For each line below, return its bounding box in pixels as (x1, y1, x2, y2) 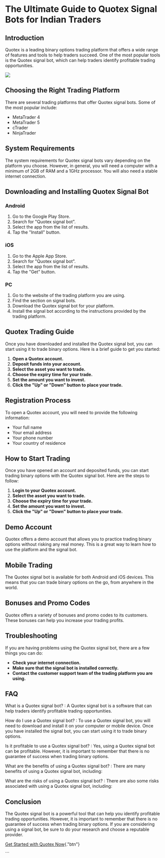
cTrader (12, 125, 29, 131)
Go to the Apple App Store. (12, 253, 68, 259)
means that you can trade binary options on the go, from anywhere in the (5, 579, 154, 585)
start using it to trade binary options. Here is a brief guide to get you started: (5, 346, 161, 352)
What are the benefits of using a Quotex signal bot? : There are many (5, 763, 146, 769)
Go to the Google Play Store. (12, 214, 71, 220)
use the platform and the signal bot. (5, 547, 78, 553)
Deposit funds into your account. (12, 361, 82, 367)
